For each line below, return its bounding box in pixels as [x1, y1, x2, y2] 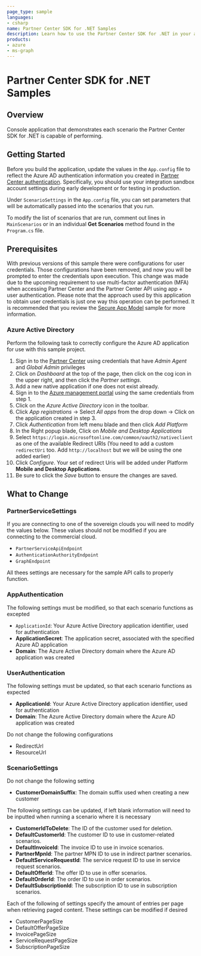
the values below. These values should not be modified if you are [7, 527, 166, 534]
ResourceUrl [15, 748, 47, 756]
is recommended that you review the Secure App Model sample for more [7, 305, 185, 312]
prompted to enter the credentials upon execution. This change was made [7, 273, 188, 280]
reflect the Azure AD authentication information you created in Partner [7, 172, 180, 179]
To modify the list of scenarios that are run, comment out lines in [7, 214, 166, 221]
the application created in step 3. [15, 414, 97, 422]
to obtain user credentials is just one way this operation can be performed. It [7, 298, 195, 305]
